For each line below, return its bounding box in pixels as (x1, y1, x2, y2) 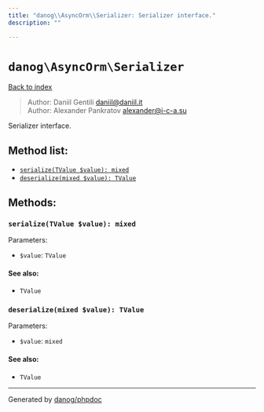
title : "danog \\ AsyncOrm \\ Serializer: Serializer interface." (8, 11, 216, 20)
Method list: (8, 144, 68, 157)
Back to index (8, 82, 53, 92)
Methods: (8, 195, 57, 209)
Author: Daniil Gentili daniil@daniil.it (27, 97, 143, 107)
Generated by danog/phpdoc (8, 394, 102, 404)
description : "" (8, 19, 61, 27)
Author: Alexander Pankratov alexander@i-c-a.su (27, 106, 187, 115)
